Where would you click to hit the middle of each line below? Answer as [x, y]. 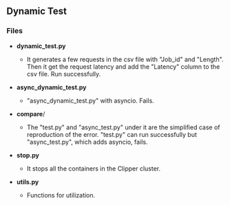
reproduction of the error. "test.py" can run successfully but [112, 134]
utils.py [28, 182]
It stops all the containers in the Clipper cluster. [94, 169]
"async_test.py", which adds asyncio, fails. [87, 142]
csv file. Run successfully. [64, 74]
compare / [31, 114]
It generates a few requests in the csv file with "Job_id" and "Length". [125, 59]
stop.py [28, 155]
